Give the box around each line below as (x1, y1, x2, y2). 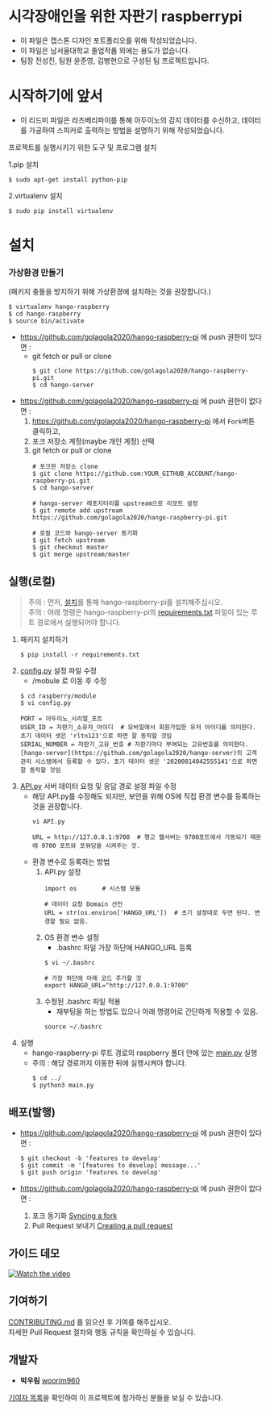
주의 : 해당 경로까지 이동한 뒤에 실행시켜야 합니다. (31, 1058, 187, 1068)
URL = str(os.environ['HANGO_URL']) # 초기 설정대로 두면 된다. (44, 909, 251, 917)
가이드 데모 (8, 1247, 60, 1261)
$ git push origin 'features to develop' (19, 1168, 161, 1176)
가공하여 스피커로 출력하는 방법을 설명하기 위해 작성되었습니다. (28, 125, 225, 135)
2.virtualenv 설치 (8, 190, 63, 200)
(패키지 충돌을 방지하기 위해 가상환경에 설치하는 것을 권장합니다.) (8, 287, 212, 297)
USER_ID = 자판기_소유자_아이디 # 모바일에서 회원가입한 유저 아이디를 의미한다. (19, 724, 256, 732)
